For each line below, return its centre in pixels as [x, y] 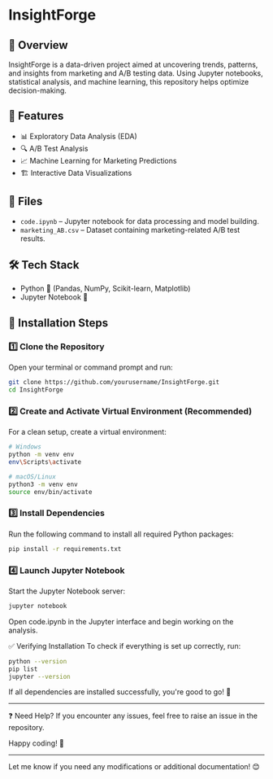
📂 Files [26, 201]
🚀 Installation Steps [58, 323]
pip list [23, 669]
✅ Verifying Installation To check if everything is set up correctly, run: [125, 646]
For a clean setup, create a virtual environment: [87, 432]
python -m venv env [41, 455]
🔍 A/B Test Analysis [54, 148]
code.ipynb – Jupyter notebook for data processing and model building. [140, 221]
